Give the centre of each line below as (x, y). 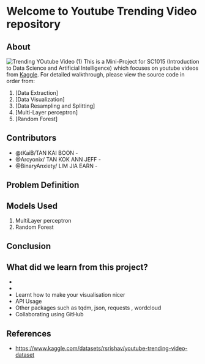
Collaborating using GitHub (49, 314)
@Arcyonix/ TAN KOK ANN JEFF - (58, 159)
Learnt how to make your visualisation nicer (70, 295)
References (29, 334)
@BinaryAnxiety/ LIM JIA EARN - (56, 166)
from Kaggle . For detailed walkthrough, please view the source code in (95, 74)
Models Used (32, 206)
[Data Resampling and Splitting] (55, 106)
